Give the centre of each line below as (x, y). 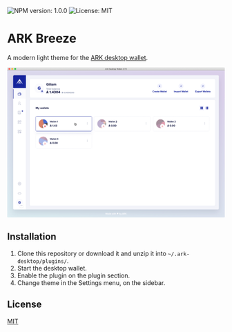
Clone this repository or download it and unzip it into (92, 253)
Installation (32, 237)
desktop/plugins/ (42, 261)
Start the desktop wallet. (52, 268)
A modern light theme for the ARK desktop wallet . (78, 57)
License (25, 305)
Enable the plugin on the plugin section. (73, 275)
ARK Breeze (42, 39)
